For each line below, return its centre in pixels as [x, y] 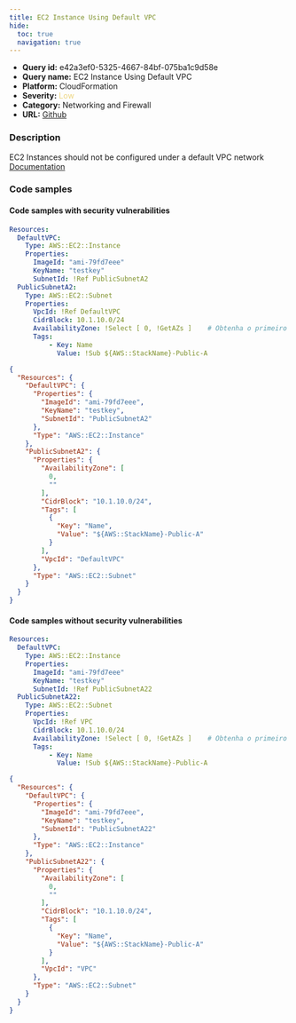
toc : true [35, 34]
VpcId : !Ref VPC [62, 722]
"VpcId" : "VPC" [69, 969]
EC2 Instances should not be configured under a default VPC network [136, 157]
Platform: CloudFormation [70, 86]
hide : [19, 26]
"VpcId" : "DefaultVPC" [83, 559]
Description [35, 138]
